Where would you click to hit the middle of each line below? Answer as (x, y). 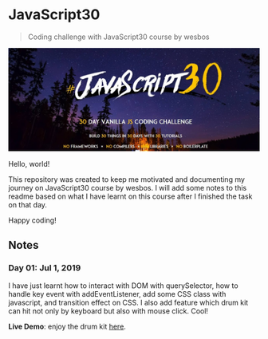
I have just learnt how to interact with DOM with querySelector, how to (123, 286)
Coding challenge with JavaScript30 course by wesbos (118, 37)
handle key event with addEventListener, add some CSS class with (117, 294)
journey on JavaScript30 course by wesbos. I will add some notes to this (128, 187)
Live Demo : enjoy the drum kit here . (67, 326)
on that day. (28, 204)
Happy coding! (33, 220)
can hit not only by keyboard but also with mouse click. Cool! (108, 311)
